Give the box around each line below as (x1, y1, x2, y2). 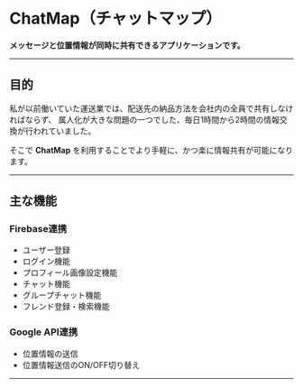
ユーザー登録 (22, 245, 70, 255)
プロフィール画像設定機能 (22, 267, 118, 278)
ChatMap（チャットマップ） (9, 8, 223, 29)
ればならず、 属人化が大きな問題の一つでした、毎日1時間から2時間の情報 (9, 114, 280, 125)
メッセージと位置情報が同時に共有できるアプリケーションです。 (9, 40, 245, 51)
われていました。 (32, 125, 96, 136)
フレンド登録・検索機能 (22, 301, 110, 312)
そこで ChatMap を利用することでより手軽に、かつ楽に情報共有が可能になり (9, 144, 294, 155)
